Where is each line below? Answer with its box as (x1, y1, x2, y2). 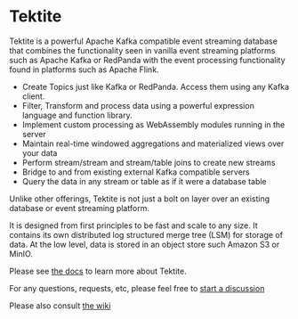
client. (21, 91, 45, 102)
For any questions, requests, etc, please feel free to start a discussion (9, 282, 265, 293)
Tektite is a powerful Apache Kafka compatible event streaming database (9, 36, 278, 46)
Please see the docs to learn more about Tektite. (9, 266, 187, 276)
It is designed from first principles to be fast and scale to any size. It (9, 220, 258, 231)
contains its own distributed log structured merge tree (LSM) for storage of (9, 229, 283, 240)
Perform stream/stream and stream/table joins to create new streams (21, 157, 276, 168)
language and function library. (21, 110, 133, 120)
